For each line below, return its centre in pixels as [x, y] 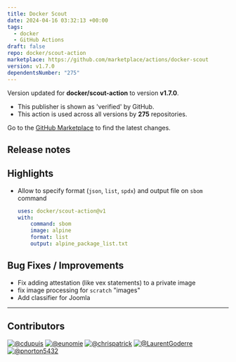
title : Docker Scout [38, 14]
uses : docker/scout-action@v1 [62, 211]
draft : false [26, 46]
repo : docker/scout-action [47, 54]
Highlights [31, 174]
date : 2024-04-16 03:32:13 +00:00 [58, 20]
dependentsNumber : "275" [44, 73]
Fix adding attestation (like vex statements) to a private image [106, 282]
